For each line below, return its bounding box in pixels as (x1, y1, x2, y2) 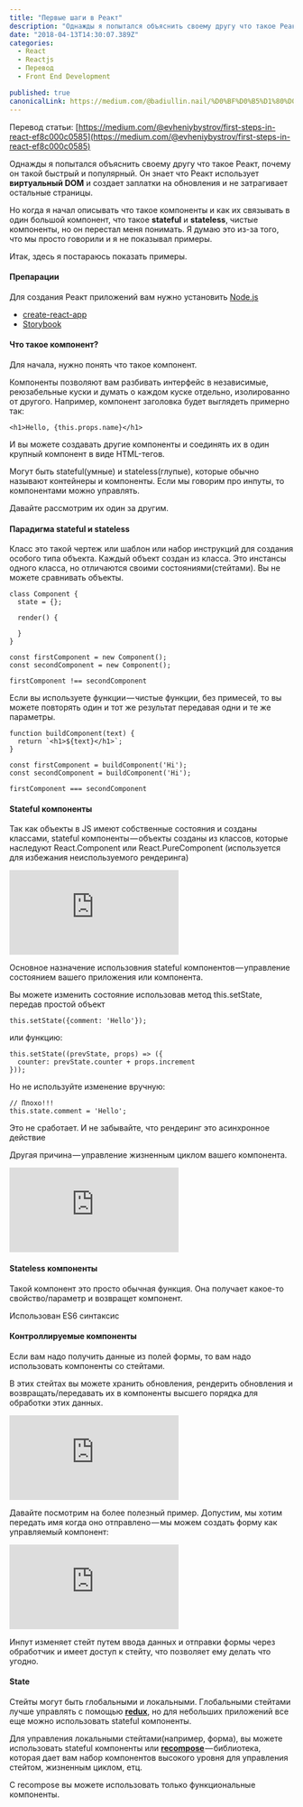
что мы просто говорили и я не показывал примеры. (9, 233, 213, 244)
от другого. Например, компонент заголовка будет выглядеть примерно (9, 396, 290, 406)
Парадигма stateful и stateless (9, 523, 131, 534)
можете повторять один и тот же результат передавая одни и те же (9, 702, 271, 713)
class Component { (9, 590, 78, 599)
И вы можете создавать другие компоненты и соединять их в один (9, 439, 270, 450)
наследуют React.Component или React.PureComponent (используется (9, 843, 281, 853)
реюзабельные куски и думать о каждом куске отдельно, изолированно (9, 386, 290, 397)
